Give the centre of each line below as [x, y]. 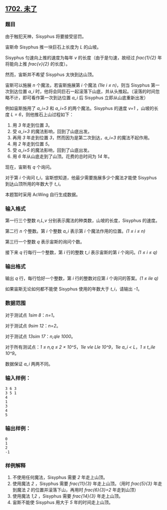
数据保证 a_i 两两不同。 [29, 363]
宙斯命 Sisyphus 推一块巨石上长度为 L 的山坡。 [53, 47]
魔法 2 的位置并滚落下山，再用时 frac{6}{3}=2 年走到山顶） [78, 490]
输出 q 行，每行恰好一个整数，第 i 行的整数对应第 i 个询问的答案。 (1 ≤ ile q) [82, 278]
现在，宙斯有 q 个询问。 [30, 167]
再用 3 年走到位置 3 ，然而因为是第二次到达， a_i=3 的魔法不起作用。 [82, 137]
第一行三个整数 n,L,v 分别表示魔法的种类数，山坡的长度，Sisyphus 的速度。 [83, 220]
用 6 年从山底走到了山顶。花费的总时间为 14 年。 [62, 156]
